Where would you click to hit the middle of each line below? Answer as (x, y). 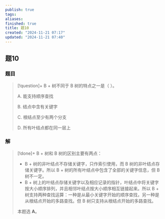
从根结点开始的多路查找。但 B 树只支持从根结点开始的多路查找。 (90, 201)
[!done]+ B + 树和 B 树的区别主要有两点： (59, 153)
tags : (11, 14)
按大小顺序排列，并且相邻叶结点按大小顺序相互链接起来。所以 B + (92, 188)
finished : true (21, 23)
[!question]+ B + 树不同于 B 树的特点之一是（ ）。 (67, 86)
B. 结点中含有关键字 (37, 106)
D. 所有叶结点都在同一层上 (44, 128)
